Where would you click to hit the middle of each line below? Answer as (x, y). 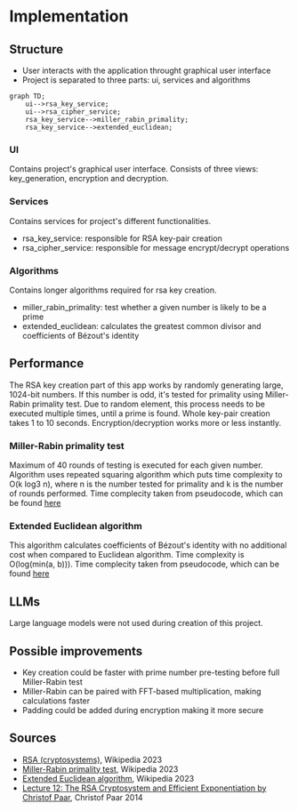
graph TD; (28, 96)
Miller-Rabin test (52, 681)
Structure (36, 49)
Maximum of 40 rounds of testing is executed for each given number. (136, 465)
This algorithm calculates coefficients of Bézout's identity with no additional (148, 545)
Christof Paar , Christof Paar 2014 (83, 797)
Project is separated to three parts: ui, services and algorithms (136, 80)
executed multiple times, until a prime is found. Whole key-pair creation (140, 413)
